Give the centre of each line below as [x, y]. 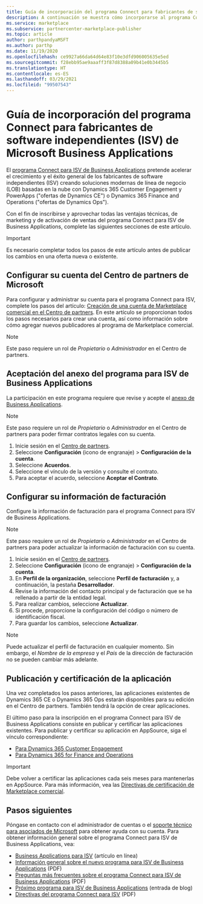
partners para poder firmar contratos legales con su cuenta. [81, 434]
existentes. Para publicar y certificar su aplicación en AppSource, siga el [97, 731]
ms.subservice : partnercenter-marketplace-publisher [74, 29]
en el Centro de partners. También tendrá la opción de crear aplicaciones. [98, 706]
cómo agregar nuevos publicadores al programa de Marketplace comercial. [100, 325]
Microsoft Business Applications [90, 153]
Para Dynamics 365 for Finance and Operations [74, 755]
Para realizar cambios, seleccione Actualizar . [72, 604]
